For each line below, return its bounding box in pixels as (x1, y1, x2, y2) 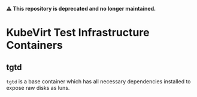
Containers (6, 39, 63, 52)
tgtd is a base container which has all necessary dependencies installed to (6, 78, 191, 85)
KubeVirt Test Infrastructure (6, 26, 150, 39)
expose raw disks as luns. (6, 85, 70, 91)
